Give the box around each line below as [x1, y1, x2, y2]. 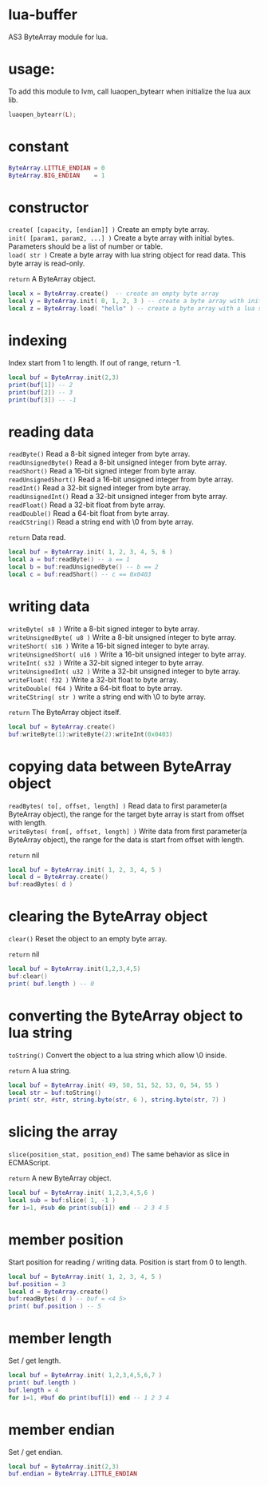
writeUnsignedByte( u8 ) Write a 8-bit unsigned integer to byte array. [8, 632, 237, 641]
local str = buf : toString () [8, 1089, 102, 1097]
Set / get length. [8, 1356, 61, 1365]
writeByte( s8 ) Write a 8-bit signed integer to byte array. [8, 624, 200, 633]
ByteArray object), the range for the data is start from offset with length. [8, 834, 245, 845]
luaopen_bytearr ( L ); [8, 110, 77, 118]
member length [8, 1329, 112, 1348]
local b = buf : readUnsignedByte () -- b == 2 [8, 563, 159, 571]
